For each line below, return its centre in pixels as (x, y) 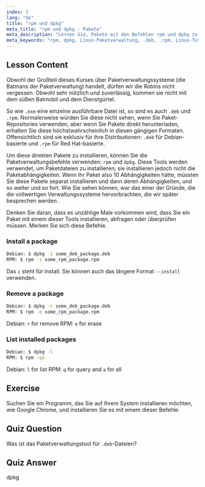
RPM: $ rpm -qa (26, 358)
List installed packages (41, 339)
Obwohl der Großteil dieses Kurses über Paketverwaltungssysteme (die (96, 79)
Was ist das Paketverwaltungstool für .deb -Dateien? (72, 444)
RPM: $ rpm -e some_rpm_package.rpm (53, 312)
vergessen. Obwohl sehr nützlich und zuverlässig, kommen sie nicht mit (97, 93)
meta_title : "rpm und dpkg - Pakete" (54, 29)
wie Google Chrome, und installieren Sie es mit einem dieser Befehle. (93, 409)
